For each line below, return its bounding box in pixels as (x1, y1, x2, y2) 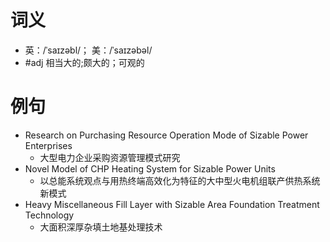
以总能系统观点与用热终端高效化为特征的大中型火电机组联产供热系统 (39, 174, 321, 186)
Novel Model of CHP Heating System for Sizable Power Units (24, 162, 276, 175)
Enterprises (24, 139, 73, 151)
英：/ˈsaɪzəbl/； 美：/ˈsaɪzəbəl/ (24, 44, 153, 56)
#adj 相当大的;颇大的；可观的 (24, 56, 145, 68)
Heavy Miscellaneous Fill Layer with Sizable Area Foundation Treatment (24, 198, 320, 210)
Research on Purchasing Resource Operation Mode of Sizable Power (24, 129, 309, 141)
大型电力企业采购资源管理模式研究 (39, 151, 181, 163)
